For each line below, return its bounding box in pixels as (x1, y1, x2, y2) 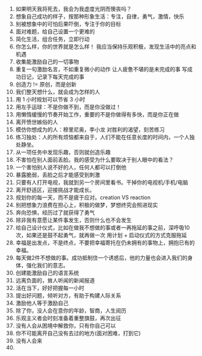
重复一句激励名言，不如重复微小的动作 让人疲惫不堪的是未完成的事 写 (15, 66, 188, 72)
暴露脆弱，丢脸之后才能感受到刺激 (15, 171, 100, 178)
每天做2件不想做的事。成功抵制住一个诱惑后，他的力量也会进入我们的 (15, 254, 188, 261)
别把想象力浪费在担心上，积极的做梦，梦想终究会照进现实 (15, 202, 158, 208)
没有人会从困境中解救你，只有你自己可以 (15, 322, 116, 329)
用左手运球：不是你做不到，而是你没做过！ (15, 103, 121, 110)
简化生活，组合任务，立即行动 (15, 36, 90, 42)
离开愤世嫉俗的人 (15, 118, 58, 126)
